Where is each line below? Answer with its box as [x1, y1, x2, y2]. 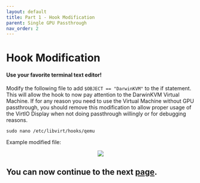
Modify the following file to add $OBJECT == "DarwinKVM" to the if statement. [6, 84, 192, 91]
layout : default [6, 8, 47, 15]
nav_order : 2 [6, 25, 39, 32]
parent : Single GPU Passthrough [6, 20, 87, 26]
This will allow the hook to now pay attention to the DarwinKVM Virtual [6, 91, 180, 98]
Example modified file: [6, 138, 62, 145]
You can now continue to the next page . [6, 167, 157, 177]
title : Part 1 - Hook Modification [6, 14, 95, 20]
